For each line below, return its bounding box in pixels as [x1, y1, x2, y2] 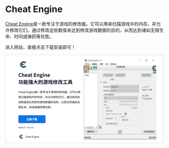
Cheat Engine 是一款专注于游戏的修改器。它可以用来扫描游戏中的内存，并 [5, 21, 157, 27]
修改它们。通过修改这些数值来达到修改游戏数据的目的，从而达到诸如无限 [9, 27, 159, 33]
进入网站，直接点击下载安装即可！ [5, 44, 76, 50]
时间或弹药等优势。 [14, 33, 54, 39]
